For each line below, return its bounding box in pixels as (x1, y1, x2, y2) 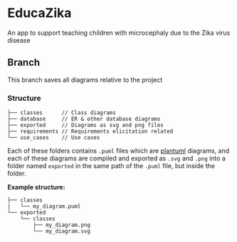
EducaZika (7, 5, 72, 21)
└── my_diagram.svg (33, 228, 91, 235)
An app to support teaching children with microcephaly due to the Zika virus (7, 28, 231, 37)
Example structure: (7, 183, 65, 192)
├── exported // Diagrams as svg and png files (7, 122, 164, 129)
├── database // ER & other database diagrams (7, 116, 161, 123)
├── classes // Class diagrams (7, 109, 116, 116)
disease (7, 35, 31, 44)
